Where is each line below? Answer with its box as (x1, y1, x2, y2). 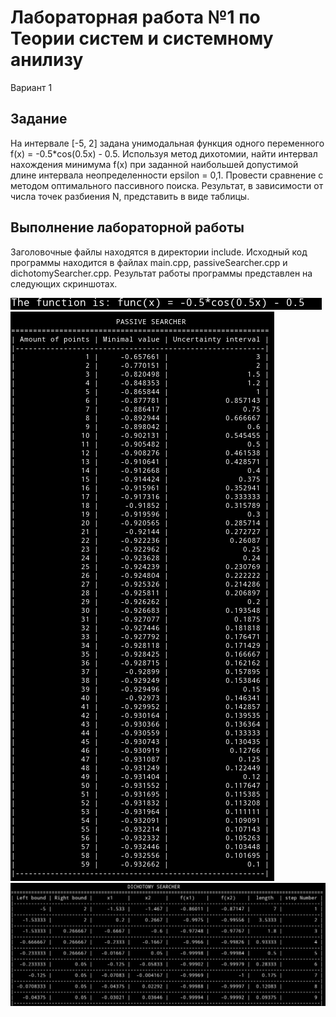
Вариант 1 (10, 81, 53, 93)
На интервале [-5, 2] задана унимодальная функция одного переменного (10, 137, 325, 149)
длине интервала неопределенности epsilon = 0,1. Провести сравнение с (10, 169, 324, 181)
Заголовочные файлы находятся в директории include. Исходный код (10, 246, 308, 258)
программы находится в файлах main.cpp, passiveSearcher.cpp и (10, 256, 288, 268)
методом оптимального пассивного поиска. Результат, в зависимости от (10, 179, 324, 191)
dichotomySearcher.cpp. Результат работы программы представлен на (10, 267, 313, 279)
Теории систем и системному (10, 27, 274, 50)
